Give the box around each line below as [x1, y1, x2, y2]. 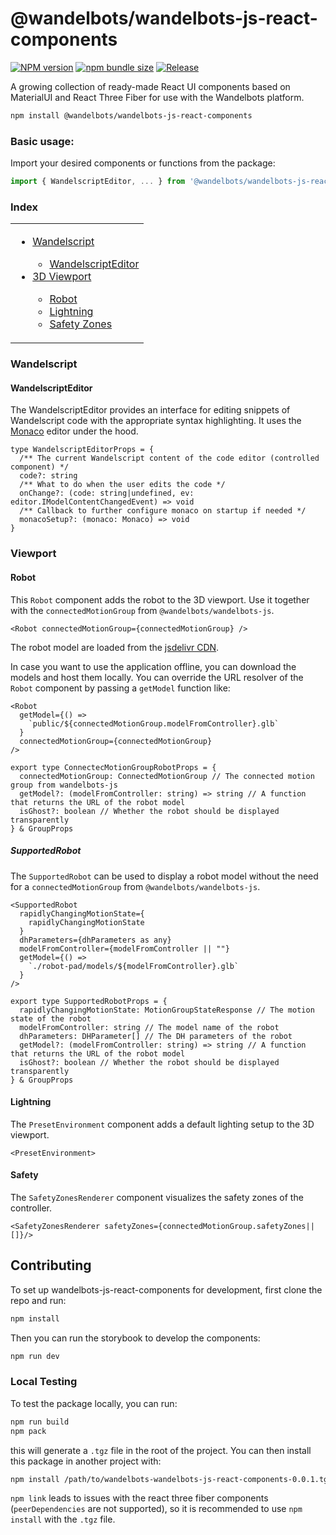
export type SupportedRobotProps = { [10, 996, 168, 1006]
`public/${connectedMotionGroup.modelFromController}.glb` [28, 718, 280, 729]
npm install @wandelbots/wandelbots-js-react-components [10, 110, 253, 121]
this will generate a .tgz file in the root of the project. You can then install [10, 1444, 312, 1456]
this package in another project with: [10, 1455, 162, 1467]
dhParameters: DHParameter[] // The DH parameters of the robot [19, 1031, 293, 1041]
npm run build [10, 1417, 70, 1427]
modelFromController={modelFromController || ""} [19, 943, 230, 954]
